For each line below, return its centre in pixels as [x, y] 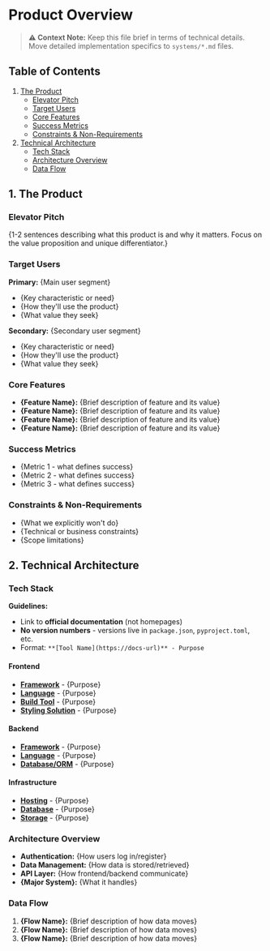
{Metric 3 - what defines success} [77, 484]
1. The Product [45, 194]
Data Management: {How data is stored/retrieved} [105, 865]
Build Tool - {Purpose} [58, 701]
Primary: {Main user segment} [60, 282]
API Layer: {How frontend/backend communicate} [104, 874]
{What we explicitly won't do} [69, 523]
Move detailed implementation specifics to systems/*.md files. [131, 45]
